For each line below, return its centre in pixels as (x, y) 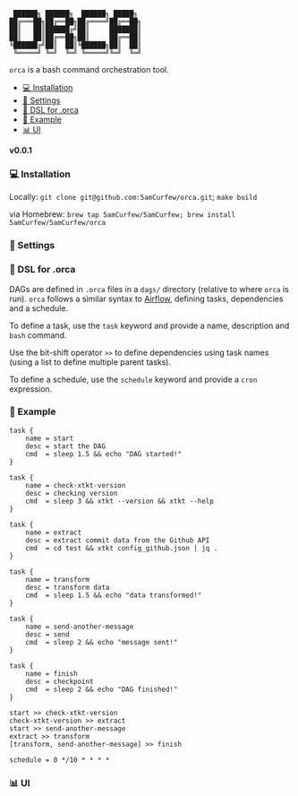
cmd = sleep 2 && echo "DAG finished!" (102, 689)
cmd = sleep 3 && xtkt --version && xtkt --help (120, 501)
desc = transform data (68, 587)
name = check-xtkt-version (76, 485)
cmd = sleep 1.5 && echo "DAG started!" (103, 454)
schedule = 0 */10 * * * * (60, 760)
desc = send (47, 634)
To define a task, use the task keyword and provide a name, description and (149, 325)
